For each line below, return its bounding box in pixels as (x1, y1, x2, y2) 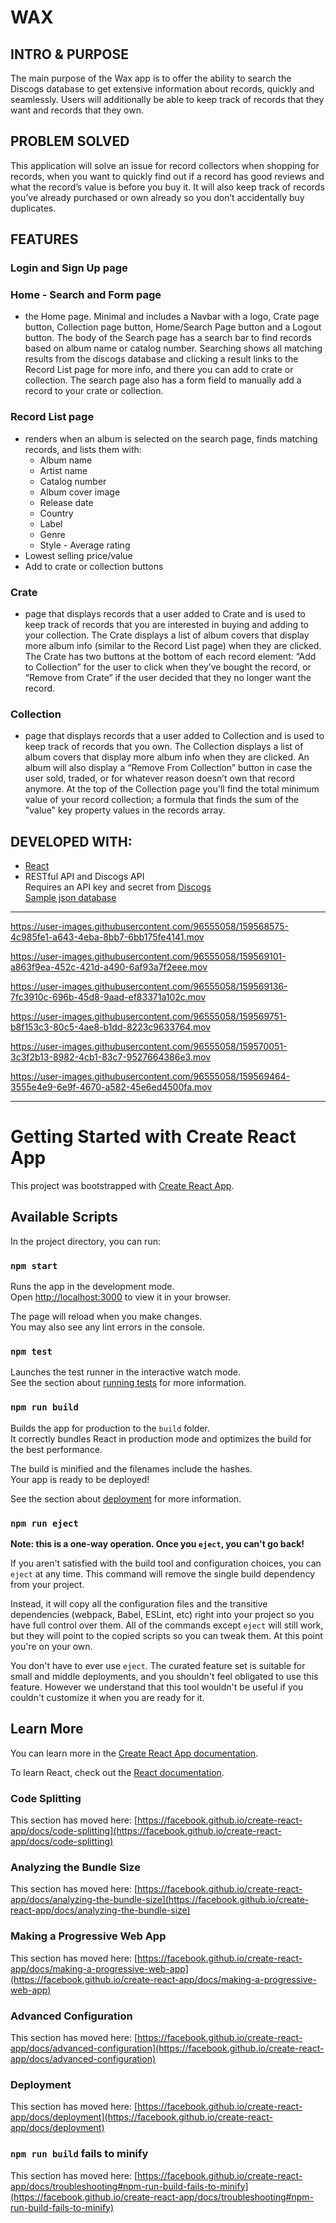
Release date (39, 496, 94, 508)
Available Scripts (10, 1209, 118, 1226)
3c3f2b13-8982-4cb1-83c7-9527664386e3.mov (10, 1051, 212, 1063)
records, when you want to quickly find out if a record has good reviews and (10, 170, 325, 182)
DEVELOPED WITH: (10, 833, 133, 850)
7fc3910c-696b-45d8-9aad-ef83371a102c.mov (10, 991, 207, 1003)
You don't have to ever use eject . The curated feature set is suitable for (10, 1660, 306, 1672)
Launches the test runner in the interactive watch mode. (10, 1366, 242, 1378)
